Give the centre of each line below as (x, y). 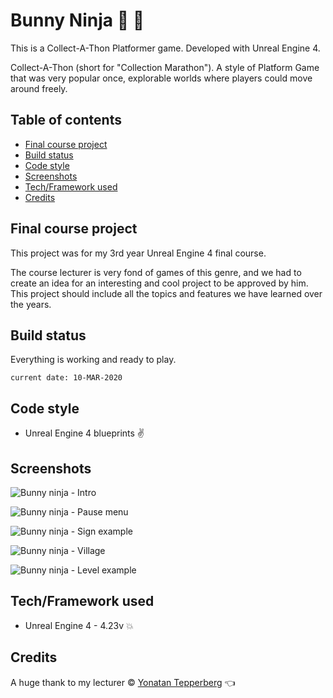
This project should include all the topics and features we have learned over (166, 293)
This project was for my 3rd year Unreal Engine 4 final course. (138, 253)
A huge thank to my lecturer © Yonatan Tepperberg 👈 (123, 682)
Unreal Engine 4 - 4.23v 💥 (79, 625)
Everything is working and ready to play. (93, 360)
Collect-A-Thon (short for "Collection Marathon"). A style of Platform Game (165, 67)
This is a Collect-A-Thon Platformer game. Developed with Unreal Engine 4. (165, 48)
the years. (31, 304)
